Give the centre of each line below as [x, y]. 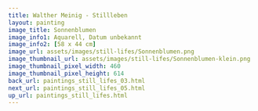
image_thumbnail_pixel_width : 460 [65, 66]
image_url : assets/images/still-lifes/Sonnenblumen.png [101, 52]
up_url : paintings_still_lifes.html [68, 95]
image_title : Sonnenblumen [52, 30]
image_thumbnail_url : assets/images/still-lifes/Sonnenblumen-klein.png [129, 59]
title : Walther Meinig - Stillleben [68, 15]
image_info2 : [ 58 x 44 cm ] [52, 45]
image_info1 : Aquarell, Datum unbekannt [75, 37]
